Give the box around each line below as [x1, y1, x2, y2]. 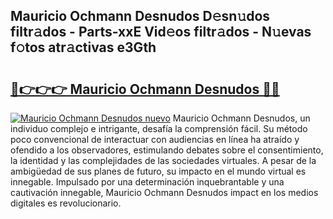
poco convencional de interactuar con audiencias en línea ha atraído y [10, 134, 300, 145]
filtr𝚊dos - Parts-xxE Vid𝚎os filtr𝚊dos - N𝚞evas [10, 24, 312, 41]
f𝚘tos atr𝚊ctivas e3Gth [10, 39, 157, 56]
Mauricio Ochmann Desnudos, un [172, 112, 311, 124]
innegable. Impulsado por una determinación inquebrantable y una [10, 176, 285, 188]
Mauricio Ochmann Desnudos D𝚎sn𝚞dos [10, 8, 271, 25]
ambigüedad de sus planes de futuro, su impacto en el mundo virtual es [10, 165, 307, 177]
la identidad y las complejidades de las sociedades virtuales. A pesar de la [10, 155, 317, 166]
